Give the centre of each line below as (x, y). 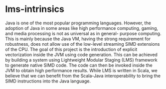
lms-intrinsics (35, 9)
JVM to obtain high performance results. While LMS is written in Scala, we (82, 70)
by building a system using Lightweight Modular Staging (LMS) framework (82, 60)
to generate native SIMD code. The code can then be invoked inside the (79, 65)
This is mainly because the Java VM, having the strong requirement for (78, 39)
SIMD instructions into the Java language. (48, 81)
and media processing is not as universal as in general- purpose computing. (83, 33)
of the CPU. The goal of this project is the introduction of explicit (71, 49)
